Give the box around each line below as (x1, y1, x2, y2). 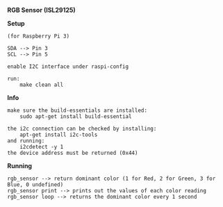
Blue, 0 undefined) (7, 181, 64, 188)
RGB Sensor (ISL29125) (7, 6, 76, 14)
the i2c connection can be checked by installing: (7, 125, 157, 132)
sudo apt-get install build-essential (19, 113, 132, 120)
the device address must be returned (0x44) (7, 149, 138, 156)
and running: (7, 138, 45, 144)
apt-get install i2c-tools (19, 131, 98, 138)
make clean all (19, 81, 64, 88)
